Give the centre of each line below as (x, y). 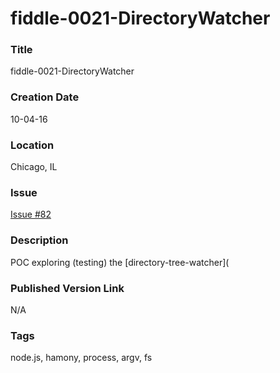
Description (39, 240)
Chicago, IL (34, 167)
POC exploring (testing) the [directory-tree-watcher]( (120, 262)
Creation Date (45, 97)
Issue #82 (31, 214)
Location (32, 145)
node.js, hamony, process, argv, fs (81, 358)
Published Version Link (67, 288)
